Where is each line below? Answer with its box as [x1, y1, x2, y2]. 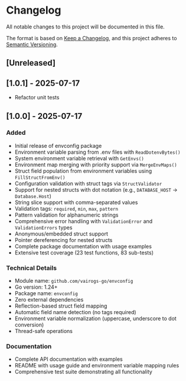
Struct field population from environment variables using [14, 167, 152, 175]
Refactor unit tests [14, 94, 60, 101]
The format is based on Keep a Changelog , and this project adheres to [6, 34, 177, 41]
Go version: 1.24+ [14, 283, 58, 290]
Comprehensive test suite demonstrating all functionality [14, 368, 152, 376]
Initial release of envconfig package [14, 142, 102, 149]
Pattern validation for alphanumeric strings [14, 211, 119, 218]
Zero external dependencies [14, 296, 84, 303]
